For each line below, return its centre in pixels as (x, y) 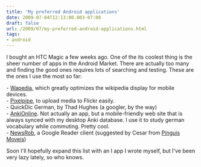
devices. (17, 94)
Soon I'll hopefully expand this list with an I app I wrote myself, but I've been (101, 151)
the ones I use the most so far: (44, 76)
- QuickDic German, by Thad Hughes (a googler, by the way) (82, 107)
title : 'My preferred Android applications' (63, 12)
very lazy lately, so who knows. (45, 157)
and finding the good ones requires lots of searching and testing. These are (100, 70)
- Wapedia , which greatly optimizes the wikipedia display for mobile (91, 88)
